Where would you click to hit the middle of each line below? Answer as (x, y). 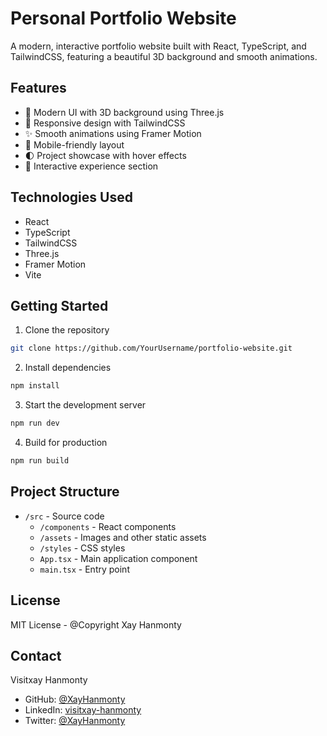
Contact (36, 655)
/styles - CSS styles (82, 548)
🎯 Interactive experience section (91, 166)
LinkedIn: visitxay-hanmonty (83, 710)
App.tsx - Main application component (118, 558)
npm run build (40, 461)
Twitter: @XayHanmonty (75, 721)
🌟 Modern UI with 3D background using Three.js (124, 112)
